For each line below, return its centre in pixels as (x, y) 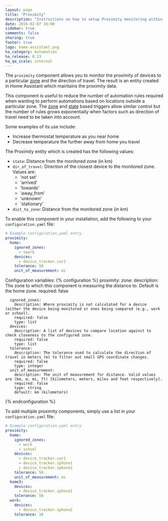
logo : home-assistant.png (32, 47)
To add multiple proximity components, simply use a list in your (70, 411)
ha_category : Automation (31, 52)
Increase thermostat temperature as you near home (66, 136)
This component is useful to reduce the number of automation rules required (84, 96)
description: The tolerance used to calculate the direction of (83, 353)
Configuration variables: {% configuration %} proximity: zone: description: (82, 280)
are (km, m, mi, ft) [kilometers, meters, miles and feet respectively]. (84, 379)
